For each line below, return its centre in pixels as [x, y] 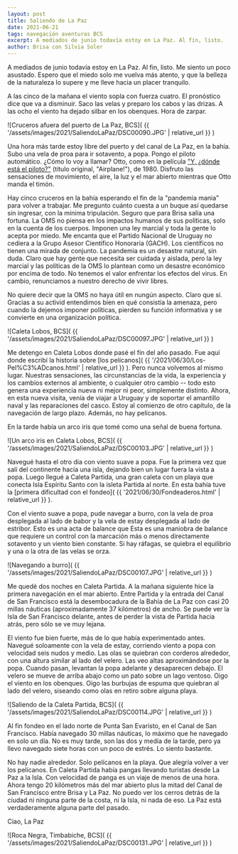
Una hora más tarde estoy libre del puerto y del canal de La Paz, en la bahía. [119, 146]
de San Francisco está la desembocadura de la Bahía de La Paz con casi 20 [118, 601]
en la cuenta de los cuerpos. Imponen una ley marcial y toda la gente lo [112, 228]
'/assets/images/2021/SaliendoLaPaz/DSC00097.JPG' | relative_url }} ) [110, 339]
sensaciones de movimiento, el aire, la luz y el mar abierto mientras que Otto [119, 176]
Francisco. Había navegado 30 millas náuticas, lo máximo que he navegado [118, 733]
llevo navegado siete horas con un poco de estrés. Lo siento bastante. [110, 748]
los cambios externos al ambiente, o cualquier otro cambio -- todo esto [112, 383]
